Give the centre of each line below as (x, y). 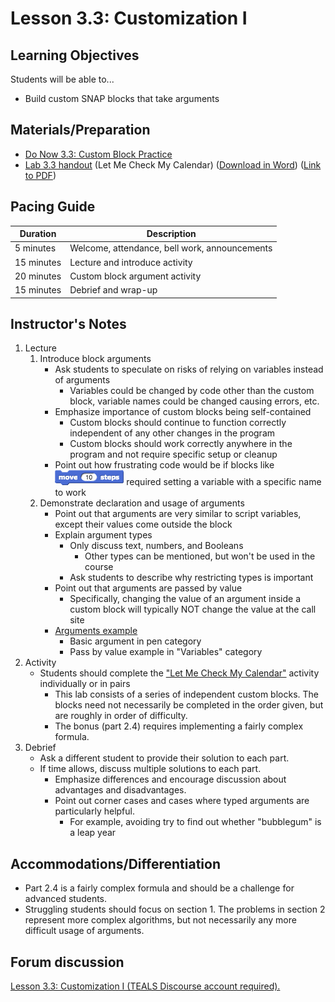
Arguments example (96, 631)
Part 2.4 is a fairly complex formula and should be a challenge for (159, 888)
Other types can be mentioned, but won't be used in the (200, 556)
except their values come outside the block (143, 524)
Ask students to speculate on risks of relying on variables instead (189, 369)
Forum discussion (67, 962)
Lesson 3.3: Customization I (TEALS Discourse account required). (145, 986)
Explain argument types (103, 535)
